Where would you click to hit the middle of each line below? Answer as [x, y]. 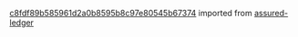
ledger [22, 23]
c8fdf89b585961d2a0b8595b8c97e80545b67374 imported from [131, 13]
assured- [271, 13]
